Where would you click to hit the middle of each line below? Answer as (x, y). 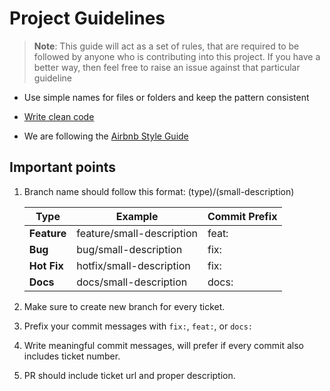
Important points (63, 167)
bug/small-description (129, 249)
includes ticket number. (72, 356)
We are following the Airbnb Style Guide (106, 136)
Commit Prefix (242, 216)
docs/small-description (132, 282)
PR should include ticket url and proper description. (129, 375)
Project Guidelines (87, 18)
